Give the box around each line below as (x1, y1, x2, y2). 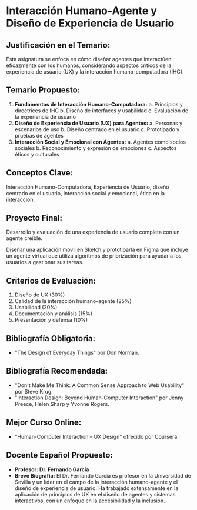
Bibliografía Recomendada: (6, 366, 108, 376)
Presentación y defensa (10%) (14, 316, 88, 324)
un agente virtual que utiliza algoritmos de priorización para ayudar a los (6, 252, 182, 259)
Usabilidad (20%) (14, 304, 58, 311)
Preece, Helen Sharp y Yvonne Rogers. (14, 400, 110, 407)
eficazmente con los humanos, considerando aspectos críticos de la (6, 62, 172, 69)
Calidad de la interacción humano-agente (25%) (14, 298, 132, 305)
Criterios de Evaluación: (6, 275, 96, 286)
